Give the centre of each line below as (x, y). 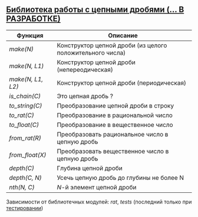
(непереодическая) (85, 69)
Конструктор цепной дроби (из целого (112, 45)
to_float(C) (24, 125)
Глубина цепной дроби (90, 168)
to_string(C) (26, 105)
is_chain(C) (25, 96)
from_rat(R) (25, 138)
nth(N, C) (22, 187)
